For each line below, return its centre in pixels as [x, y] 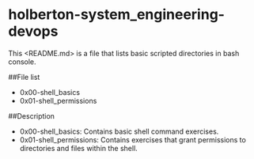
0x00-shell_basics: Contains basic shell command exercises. [119, 131]
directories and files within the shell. [79, 148]
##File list [24, 77]
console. [23, 62]
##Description [32, 115]
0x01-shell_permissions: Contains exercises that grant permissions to [133, 139]
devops [33, 31]
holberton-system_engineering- [117, 15]
